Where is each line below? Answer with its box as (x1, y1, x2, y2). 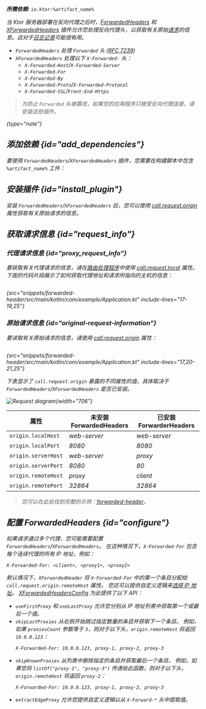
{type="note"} (6, 120, 42, 127)
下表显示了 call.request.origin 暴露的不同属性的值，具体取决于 (6, 377, 169, 385)
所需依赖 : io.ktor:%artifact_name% (6, 6, 94, 12)
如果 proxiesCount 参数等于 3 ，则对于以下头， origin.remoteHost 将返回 (15, 626, 196, 633)
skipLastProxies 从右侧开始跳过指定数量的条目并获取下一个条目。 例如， (15, 618, 200, 625)
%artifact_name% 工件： (6, 165, 66, 172)
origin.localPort (9, 442, 60, 449)
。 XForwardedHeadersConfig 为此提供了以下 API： (12, 589, 143, 597)
